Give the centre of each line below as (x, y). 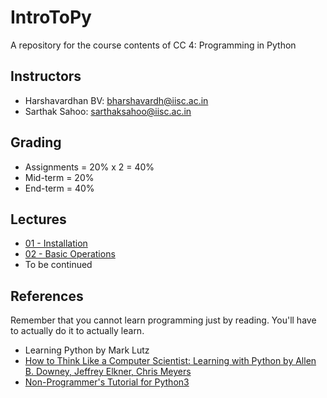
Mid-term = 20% (59, 177)
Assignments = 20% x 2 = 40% (89, 167)
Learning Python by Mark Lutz (87, 350)
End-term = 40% (59, 188)
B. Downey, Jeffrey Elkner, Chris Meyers (108, 372)
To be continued (58, 265)
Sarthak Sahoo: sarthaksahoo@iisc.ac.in (108, 111)
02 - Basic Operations (70, 254)
